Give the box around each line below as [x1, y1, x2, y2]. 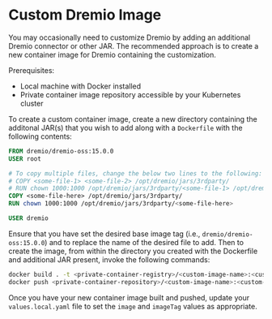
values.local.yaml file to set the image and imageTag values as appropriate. [8, 301, 257, 311]
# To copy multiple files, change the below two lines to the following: [8, 169, 263, 178]
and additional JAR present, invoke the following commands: [8, 254, 210, 265]
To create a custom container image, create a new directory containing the [8, 114, 257, 123]
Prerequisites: [8, 65, 55, 75]
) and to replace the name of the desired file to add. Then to [44, 237, 244, 247]
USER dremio [8, 214, 49, 222]
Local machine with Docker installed [19, 81, 142, 91]
